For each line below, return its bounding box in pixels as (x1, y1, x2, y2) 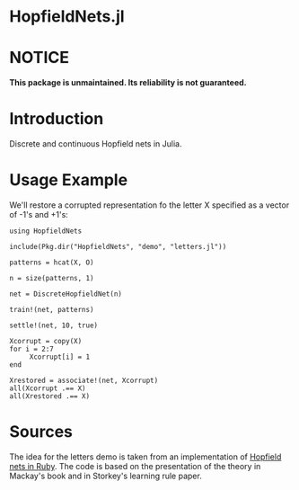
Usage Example (9, 170, 128, 191)
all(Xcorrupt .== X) (9, 384, 87, 393)
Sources (9, 422, 74, 442)
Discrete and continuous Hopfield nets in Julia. (9, 138, 182, 149)
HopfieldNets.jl (9, 6, 125, 27)
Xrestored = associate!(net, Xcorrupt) (9, 376, 159, 385)
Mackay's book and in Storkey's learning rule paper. (9, 470, 202, 481)
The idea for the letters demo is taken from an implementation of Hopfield (9, 451, 282, 462)
